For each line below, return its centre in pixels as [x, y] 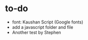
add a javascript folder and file [43, 27]
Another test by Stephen [36, 32]
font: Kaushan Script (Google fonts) [48, 22]
